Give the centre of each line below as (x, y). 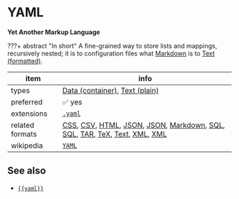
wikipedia (27, 145)
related (23, 125)
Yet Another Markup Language (54, 32)
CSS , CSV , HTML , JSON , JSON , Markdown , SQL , (144, 125)
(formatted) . (25, 60)
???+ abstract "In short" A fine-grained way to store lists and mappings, (112, 45)
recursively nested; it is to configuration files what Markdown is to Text (111, 53)
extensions (29, 113)
